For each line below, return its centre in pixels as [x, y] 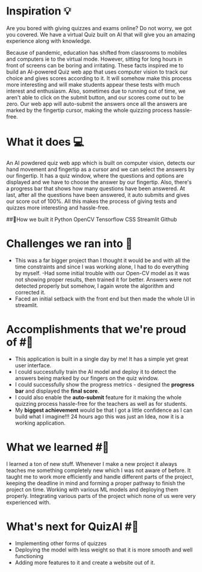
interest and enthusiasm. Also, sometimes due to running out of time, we [96, 91]
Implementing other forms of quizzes [61, 543]
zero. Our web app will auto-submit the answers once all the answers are [97, 104]
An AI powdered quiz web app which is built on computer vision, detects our [101, 163]
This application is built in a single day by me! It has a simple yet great [101, 359]
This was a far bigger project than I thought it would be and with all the [103, 260]
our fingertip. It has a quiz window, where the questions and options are [95, 175]
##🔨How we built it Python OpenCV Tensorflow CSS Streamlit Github [92, 219]
